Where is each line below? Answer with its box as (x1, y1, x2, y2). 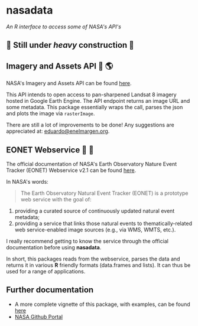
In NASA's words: (6, 178, 48, 185)
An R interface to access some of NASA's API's (6, 23, 121, 30)
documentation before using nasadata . (6, 243, 102, 251)
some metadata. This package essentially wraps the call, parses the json (6, 104, 183, 111)
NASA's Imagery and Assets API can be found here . (6, 80, 132, 87)
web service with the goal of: (20, 195, 92, 203)
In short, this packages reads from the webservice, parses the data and (6, 255, 180, 262)
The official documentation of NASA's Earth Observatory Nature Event (6, 160, 177, 167)
